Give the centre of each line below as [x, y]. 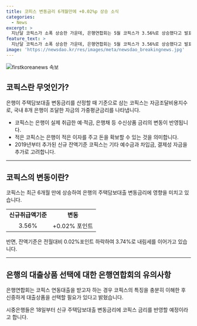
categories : [21, 17]
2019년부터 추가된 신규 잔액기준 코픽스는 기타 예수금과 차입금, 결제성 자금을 [101, 144]
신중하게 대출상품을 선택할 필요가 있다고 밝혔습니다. [65, 297]
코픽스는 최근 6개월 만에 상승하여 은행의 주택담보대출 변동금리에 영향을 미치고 [95, 193]
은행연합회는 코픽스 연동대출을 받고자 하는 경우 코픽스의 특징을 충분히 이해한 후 [96, 290]
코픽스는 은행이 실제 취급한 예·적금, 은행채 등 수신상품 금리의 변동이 [91, 122]
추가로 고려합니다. [35, 152]
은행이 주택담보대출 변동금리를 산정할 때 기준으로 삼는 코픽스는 [77, 103]
